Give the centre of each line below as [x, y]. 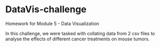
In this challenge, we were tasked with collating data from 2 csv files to [80, 33]
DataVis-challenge [46, 9]
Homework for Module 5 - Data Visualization [52, 24]
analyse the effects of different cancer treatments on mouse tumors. [78, 39]
